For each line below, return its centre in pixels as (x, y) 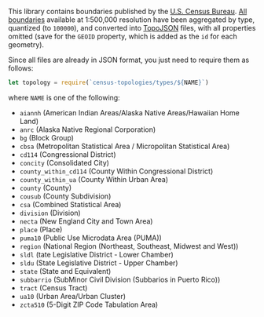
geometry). (26, 45)
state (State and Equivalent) (65, 271)
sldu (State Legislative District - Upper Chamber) (99, 263)
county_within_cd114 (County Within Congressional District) (116, 171)
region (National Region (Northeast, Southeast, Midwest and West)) (129, 246)
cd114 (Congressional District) (68, 154)
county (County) (46, 188)
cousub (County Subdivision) (65, 196)
